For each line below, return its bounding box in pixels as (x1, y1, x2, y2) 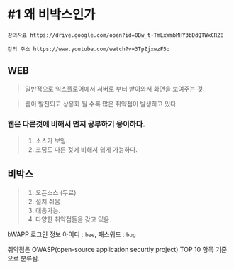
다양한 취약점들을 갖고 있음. (35, 214, 111, 224)
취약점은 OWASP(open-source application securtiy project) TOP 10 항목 (7, 245, 214, 253)
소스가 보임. (35, 136, 68, 146)
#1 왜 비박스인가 (7, 6, 96, 23)
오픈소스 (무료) (35, 188, 77, 197)
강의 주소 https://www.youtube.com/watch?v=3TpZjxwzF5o (7, 45, 170, 53)
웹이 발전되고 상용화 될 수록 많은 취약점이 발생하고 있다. (24, 99, 179, 108)
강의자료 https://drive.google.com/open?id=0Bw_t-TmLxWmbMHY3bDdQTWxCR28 (7, 31, 224, 39)
